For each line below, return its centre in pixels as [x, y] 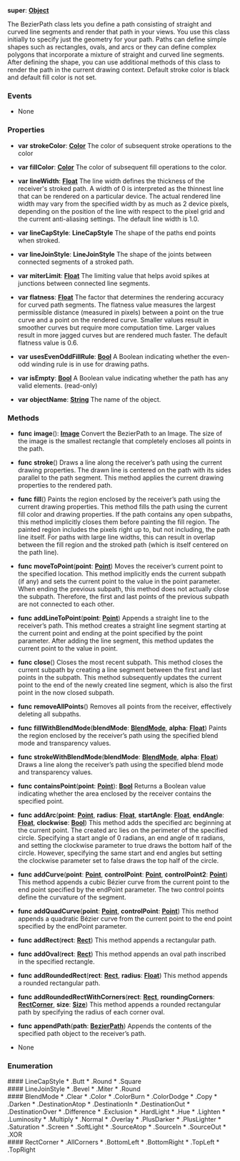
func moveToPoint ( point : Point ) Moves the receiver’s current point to [120, 566]
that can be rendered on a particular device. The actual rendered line [119, 196]
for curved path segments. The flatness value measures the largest [116, 305]
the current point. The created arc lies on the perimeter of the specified [123, 830]
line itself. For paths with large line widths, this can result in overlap [116, 537]
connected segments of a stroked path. [76, 262]
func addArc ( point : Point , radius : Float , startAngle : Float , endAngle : [121, 815]
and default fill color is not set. [52, 77]
